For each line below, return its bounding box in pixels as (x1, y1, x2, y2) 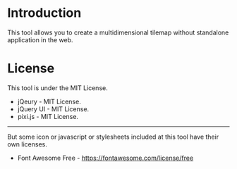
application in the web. (7, 35, 73, 44)
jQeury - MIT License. (17, 97, 81, 106)
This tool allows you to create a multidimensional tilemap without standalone (7, 28, 229, 37)
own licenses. (7, 139, 47, 149)
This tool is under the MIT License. (7, 83, 108, 92)
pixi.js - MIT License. (17, 112, 79, 120)
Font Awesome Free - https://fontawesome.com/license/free (17, 154, 194, 162)
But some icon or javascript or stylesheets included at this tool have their (7, 132, 219, 141)
